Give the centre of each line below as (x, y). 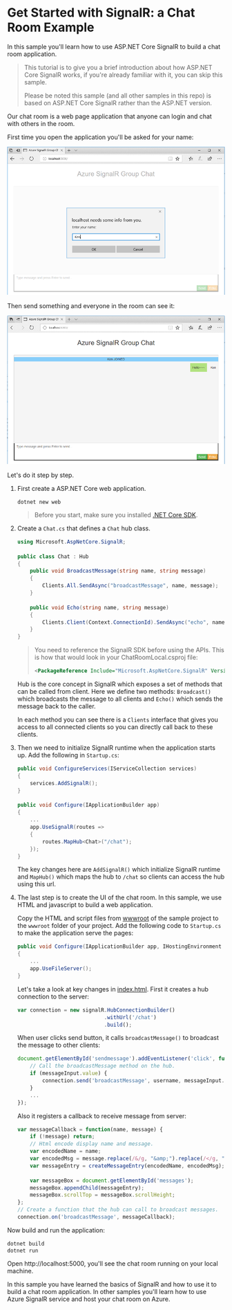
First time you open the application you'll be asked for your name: (100, 137)
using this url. (37, 884)
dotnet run (23, 1250)
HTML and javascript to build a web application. (85, 905)
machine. (20, 1271)
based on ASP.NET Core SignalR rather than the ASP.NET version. (118, 102)
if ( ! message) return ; (62, 1137)
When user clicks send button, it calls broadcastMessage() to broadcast (118, 1038)
